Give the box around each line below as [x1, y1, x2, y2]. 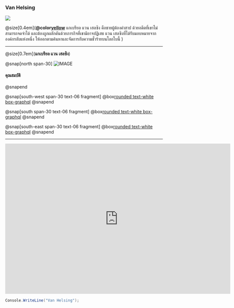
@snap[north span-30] [5, 61, 52, 67]
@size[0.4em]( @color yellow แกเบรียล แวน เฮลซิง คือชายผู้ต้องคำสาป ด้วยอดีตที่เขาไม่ [5, 25, 158, 31]
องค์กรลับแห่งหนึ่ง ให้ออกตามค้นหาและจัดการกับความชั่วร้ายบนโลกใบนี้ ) [5, 36, 123, 42]
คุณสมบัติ [5, 72, 21, 78]
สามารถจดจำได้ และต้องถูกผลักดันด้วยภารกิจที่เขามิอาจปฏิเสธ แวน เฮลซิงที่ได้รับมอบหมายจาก [5, 31, 156, 37]
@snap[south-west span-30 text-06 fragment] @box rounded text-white [5, 93, 154, 99]
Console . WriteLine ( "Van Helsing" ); [5, 297, 79, 303]
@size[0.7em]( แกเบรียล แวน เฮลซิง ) [5, 51, 70, 57]
